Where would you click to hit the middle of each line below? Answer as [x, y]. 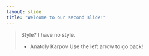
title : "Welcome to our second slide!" [56, 17]
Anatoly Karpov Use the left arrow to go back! [87, 46]
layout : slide [24, 12]
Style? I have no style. [48, 34]
